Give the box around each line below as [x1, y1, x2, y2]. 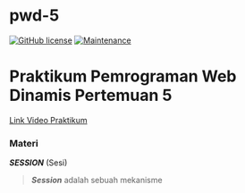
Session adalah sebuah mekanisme [30, 175, 163, 186]
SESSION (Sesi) [9, 157, 68, 168]
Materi [9, 137, 38, 149]
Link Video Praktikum [9, 114, 88, 125]
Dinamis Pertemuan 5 [9, 86, 173, 105]
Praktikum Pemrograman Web [9, 66, 237, 87]
